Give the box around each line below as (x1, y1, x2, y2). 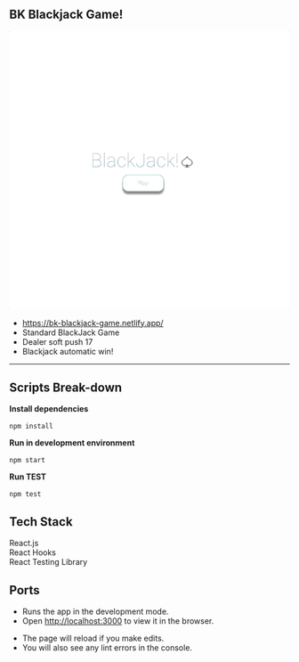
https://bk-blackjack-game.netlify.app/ (21, 317, 164, 328)
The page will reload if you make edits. (21, 633, 165, 644)
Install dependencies (9, 404, 89, 414)
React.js (9, 538, 39, 549)
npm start (9, 456, 46, 465)
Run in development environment (9, 437, 135, 448)
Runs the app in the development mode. (21, 606, 169, 617)
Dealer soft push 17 (21, 336, 93, 347)
